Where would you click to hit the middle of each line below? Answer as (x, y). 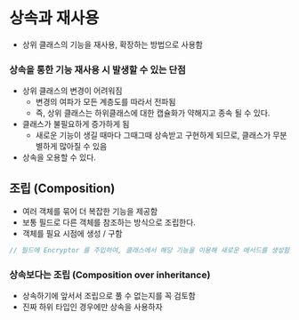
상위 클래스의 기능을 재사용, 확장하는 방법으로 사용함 (112, 44)
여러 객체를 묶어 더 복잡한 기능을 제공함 (90, 212)
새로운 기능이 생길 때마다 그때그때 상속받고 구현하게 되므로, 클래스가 (153, 135)
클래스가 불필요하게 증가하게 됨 (76, 124)
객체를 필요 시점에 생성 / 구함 (72, 234)
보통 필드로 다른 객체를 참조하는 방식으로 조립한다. (109, 222)
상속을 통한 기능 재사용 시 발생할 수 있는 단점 (97, 69)
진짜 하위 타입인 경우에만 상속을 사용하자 (92, 307)
